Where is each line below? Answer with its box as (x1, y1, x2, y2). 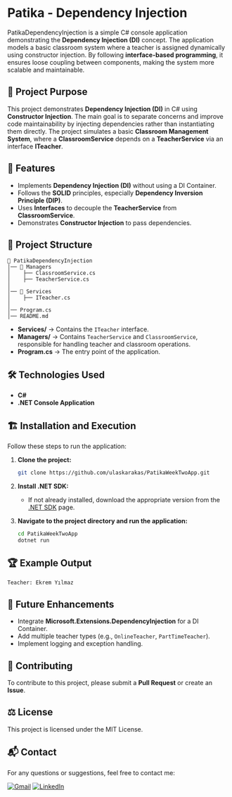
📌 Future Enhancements (7, 598, 115, 610)
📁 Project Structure (7, 238, 93, 250)
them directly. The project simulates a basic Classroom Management (7, 127, 209, 135)
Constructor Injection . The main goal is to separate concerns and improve (7, 112, 224, 120)
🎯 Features (7, 162, 56, 174)
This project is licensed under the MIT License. (7, 725, 143, 733)
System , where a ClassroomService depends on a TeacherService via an (7, 134, 224, 143)
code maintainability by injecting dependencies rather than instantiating (7, 120, 214, 128)
